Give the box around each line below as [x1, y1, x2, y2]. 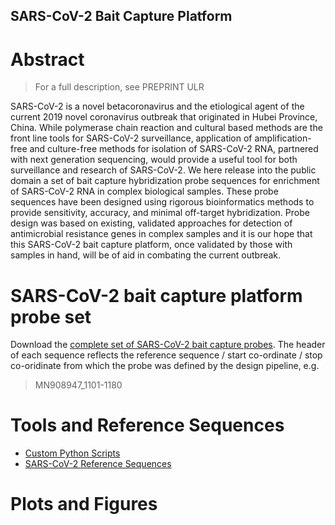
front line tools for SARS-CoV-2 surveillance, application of [10, 132, 253, 144]
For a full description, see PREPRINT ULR [34, 81, 205, 93]
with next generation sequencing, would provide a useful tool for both [10, 154, 298, 166]
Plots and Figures [10, 493, 158, 516]
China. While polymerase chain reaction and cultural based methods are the [10, 122, 323, 134]
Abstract [10, 48, 85, 71]
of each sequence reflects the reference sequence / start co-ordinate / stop [10, 349, 323, 361]
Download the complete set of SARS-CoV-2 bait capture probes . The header [10, 339, 326, 351]
